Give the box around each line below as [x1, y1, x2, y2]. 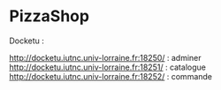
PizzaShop [9, 6, 90, 26]
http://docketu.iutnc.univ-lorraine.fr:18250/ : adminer [9, 52, 202, 63]
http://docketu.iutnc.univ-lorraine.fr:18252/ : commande [9, 71, 213, 81]
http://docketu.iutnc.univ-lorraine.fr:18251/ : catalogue [9, 62, 206, 72]
